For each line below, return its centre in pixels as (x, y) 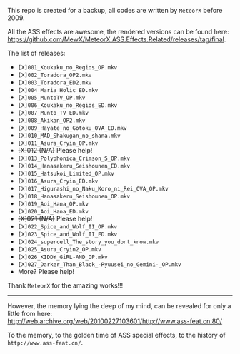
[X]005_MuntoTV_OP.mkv (51, 98)
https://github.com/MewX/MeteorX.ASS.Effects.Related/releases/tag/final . (117, 39)
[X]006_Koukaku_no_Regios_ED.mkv (67, 106)
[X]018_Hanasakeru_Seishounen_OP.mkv (74, 196)
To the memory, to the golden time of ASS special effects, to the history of (117, 335)
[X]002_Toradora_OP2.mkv (55, 75)
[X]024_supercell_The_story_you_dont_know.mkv (88, 242)
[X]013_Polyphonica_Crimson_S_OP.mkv (74, 158)
